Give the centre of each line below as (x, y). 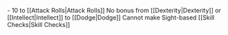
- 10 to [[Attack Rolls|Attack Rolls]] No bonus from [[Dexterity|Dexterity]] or (114, 10)
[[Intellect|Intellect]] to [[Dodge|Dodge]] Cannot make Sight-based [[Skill (111, 17)
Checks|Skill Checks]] (39, 25)
